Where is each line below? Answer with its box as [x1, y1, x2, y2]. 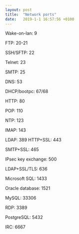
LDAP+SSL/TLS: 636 [5, 166, 48, 172]
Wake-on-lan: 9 [5, 30, 37, 36]
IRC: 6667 [5, 224, 26, 230]
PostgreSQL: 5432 [5, 214, 43, 220]
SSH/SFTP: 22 [5, 49, 35, 55]
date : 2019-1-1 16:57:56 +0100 [5, 16, 75, 21]
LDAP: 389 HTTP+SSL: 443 [5, 137, 62, 143]
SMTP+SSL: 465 [5, 146, 39, 152]
